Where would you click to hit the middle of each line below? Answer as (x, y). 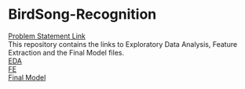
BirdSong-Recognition (82, 14)
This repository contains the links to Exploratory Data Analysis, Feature (123, 44)
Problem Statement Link (47, 36)
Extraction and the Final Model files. (66, 52)
